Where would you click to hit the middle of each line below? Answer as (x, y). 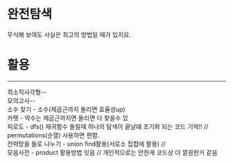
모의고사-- (21, 100)
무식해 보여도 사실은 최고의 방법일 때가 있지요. (69, 35)
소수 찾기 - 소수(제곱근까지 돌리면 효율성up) (67, 109)
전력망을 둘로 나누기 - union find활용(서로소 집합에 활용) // (86, 144)
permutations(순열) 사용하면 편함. (53, 135)
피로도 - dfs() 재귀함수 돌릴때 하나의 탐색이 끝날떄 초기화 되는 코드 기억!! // (108, 126)
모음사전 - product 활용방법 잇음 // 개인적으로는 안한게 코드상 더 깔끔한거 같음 (112, 152)
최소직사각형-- (27, 92)
